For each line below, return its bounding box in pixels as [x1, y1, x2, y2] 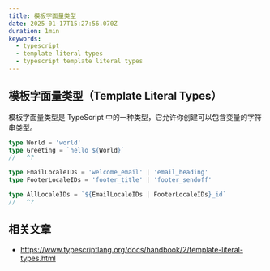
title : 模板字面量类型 [8, 11, 77, 20]
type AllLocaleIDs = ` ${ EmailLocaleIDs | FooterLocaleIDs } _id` [8, 191, 227, 199]
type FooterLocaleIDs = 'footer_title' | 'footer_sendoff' [8, 176, 212, 184]
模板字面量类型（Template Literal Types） [8, 89, 222, 103]
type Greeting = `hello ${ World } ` [8, 146, 126, 154]
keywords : [8, 34, 42, 43]
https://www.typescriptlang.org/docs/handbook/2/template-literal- [19, 244, 243, 254]
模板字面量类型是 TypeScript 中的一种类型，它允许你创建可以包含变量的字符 [8, 112, 262, 122]
